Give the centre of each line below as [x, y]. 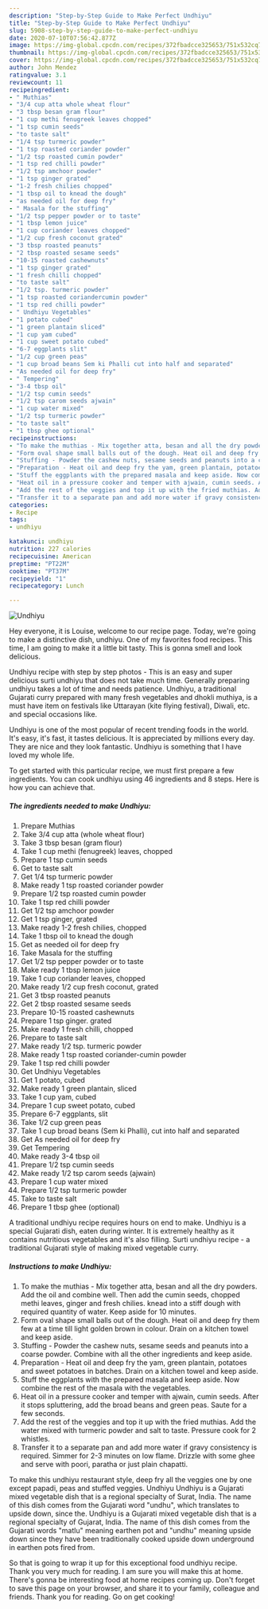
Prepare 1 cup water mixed [64, 1182]
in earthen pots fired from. [52, 1548]
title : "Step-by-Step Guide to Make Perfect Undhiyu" [100, 23]
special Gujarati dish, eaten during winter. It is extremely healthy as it [122, 1231]
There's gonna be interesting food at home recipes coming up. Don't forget [132, 1580]
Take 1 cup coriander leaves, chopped [83, 978]
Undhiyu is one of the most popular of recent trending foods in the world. [129, 730]
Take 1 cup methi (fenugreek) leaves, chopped [97, 852]
